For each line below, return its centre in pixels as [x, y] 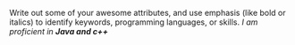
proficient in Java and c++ [59, 31]
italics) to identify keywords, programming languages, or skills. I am [134, 22]
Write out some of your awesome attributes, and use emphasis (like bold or [147, 13]
